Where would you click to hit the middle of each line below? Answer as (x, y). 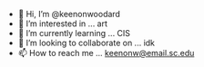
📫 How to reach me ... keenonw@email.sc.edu (106, 53)
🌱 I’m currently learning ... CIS (74, 33)
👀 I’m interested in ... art (62, 24)
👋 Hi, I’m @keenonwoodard (69, 14)
